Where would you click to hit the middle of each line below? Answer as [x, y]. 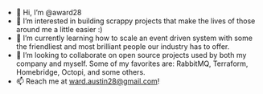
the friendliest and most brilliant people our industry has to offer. [123, 47]
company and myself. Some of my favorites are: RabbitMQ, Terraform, [132, 63]
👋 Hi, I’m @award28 [49, 12]
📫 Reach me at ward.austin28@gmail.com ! [88, 81]
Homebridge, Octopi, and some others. [81, 72]
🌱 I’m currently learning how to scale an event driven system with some [134, 38]
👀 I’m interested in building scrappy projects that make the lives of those [136, 21]
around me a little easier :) [59, 29]
